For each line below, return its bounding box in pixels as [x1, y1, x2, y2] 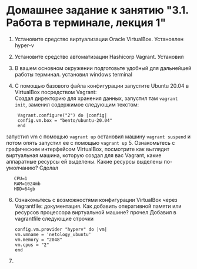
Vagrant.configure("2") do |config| [17, 112, 108, 118]
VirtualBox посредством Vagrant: [14, 88, 97, 95]
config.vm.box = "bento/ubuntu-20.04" [17, 117, 113, 124]
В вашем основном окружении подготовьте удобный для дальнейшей [14, 64, 192, 71]
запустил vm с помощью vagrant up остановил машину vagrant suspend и [6, 133, 191, 140]
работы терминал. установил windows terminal [14, 71, 132, 78]
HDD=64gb [14, 186, 35, 192]
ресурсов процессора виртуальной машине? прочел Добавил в [14, 208, 176, 215]
